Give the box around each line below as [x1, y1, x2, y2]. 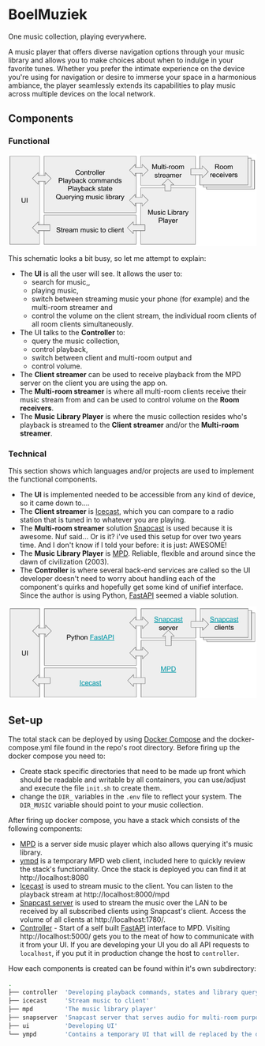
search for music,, [31, 277, 91, 286]
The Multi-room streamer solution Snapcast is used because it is [19, 523, 233, 533]
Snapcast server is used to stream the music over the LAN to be [19, 898, 228, 908]
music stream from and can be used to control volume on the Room [19, 395, 240, 404]
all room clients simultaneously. [31, 319, 134, 329]
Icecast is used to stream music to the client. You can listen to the [19, 882, 233, 891]
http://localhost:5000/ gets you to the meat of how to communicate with [19, 931, 255, 942]
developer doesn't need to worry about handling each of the [19, 574, 216, 583]
